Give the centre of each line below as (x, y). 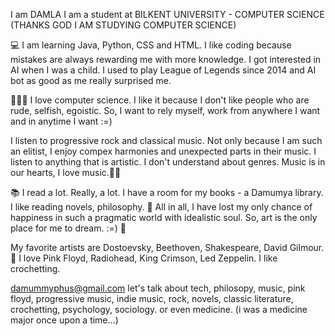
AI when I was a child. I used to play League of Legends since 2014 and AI (163, 70)
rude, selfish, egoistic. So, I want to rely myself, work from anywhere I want (165, 110)
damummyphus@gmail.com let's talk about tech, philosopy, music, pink (158, 288)
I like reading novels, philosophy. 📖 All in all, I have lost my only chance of (161, 207)
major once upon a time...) (64, 320)
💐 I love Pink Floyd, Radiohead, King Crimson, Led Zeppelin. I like (144, 258)
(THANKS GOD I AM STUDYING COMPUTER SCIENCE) (123, 25)
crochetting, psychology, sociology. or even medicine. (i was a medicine (159, 309)
